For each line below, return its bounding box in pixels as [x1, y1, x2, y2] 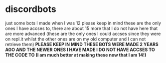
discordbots [5, 3, 56, 15]
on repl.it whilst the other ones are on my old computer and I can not [5, 36, 146, 42]
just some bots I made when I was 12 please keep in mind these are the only [5, 20, 161, 26]
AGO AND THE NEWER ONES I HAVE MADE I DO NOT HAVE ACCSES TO [5, 46, 156, 52]
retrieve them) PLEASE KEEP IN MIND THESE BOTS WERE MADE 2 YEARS [5, 41, 159, 47]
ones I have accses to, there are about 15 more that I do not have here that [5, 25, 158, 31]
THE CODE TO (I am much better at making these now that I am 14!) [5, 51, 147, 58]
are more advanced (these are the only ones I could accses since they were [5, 30, 161, 36]
